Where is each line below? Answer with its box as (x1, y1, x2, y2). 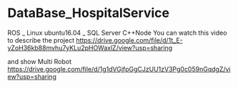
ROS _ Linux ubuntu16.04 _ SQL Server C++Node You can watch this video (7, 28, 227, 37)
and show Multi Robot (7, 57, 72, 65)
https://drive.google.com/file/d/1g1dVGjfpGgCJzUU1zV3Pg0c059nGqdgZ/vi (7, 65, 231, 73)
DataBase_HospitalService (7, 5, 170, 21)
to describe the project (7, 35, 75, 44)
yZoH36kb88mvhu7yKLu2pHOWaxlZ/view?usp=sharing (7, 43, 173, 52)
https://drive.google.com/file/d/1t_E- (76, 35, 184, 44)
